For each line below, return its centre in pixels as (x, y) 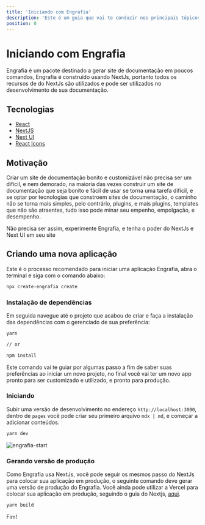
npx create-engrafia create (42, 286)
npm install (21, 356)
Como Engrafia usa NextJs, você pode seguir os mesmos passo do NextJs (100, 474)
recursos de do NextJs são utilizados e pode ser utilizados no (84, 84)
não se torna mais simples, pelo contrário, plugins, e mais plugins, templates (103, 203)
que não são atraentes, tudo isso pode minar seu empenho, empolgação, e (101, 210)
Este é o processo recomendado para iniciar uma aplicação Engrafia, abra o (102, 269)
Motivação (27, 163)
